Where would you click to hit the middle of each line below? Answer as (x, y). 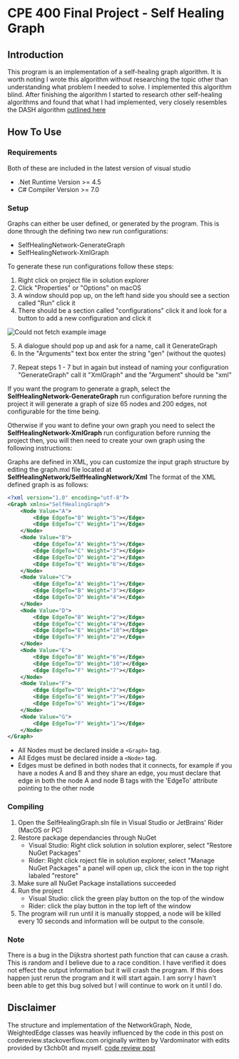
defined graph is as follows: (48, 484)
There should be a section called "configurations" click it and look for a (122, 310)
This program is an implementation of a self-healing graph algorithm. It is (115, 72)
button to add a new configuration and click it (85, 318)
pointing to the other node (56, 788)
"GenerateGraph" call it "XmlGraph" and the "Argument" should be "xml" (124, 375)
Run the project (40, 890)
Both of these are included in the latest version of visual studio (99, 168)
